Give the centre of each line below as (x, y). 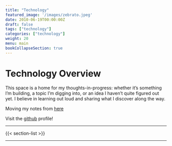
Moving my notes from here (35, 109)
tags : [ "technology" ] (28, 29)
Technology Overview (53, 74)
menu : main (17, 44)
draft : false (19, 24)
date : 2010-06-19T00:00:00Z (35, 19)
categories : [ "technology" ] (35, 34)
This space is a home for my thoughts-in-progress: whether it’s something (84, 88)
